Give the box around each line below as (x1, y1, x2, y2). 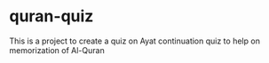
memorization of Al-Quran (9, 44, 105, 55)
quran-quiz (9, 6, 94, 27)
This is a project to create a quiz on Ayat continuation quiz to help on (9, 35, 260, 46)
